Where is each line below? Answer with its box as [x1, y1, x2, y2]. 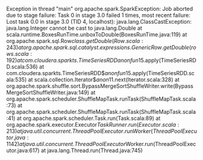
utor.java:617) [6, 147, 40, 154]
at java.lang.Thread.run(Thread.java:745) [41, 147, 143, 154]
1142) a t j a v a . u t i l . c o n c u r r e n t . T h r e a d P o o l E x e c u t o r [6, 141, 126, 147]
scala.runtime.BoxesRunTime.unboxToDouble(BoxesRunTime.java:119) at [6, 31, 187, 38]
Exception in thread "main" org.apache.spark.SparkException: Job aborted [6, 5, 193, 12]
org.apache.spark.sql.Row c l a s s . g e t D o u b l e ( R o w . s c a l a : [6, 38, 144, 44]
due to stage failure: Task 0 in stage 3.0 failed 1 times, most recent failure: [6, 12, 191, 19]
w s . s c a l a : [6, 50, 32, 57]
